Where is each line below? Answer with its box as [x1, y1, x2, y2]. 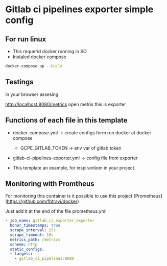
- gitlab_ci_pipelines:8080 [14, 256, 74, 261]
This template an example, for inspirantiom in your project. [12, 164, 136, 171]
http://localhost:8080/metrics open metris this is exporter [5, 101, 126, 107]
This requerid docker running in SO [12, 49, 87, 54]
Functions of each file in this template [5, 116, 128, 125]
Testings [5, 78, 34, 86]
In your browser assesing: [5, 91, 60, 98]
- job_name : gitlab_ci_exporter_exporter [5, 218, 95, 223]
